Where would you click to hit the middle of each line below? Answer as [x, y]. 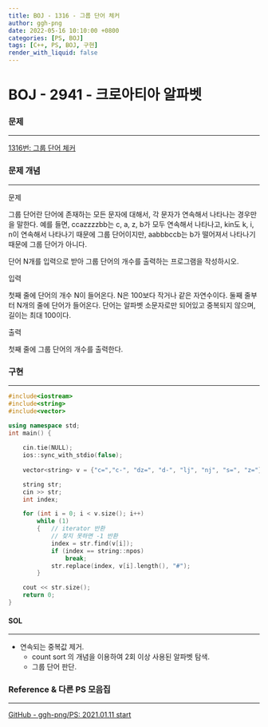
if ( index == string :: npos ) [98, 551]
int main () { [30, 433]
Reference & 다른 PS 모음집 [59, 689]
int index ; [41, 499]
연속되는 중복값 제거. [52, 647]
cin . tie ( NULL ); [48, 448]
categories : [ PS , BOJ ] [46, 38]
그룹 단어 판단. [54, 667]
